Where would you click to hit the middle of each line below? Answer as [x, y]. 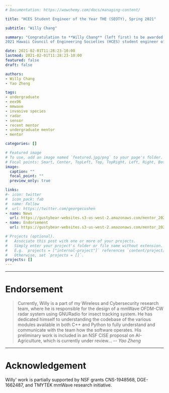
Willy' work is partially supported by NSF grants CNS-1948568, [71, 380]
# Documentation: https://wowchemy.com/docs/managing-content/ [73, 10]
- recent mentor [22, 125]
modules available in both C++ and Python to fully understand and [86, 325]
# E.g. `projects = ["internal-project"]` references [65, 250]
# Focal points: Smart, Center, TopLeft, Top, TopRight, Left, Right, [81, 162]
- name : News [19, 213]
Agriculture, [30, 341]
